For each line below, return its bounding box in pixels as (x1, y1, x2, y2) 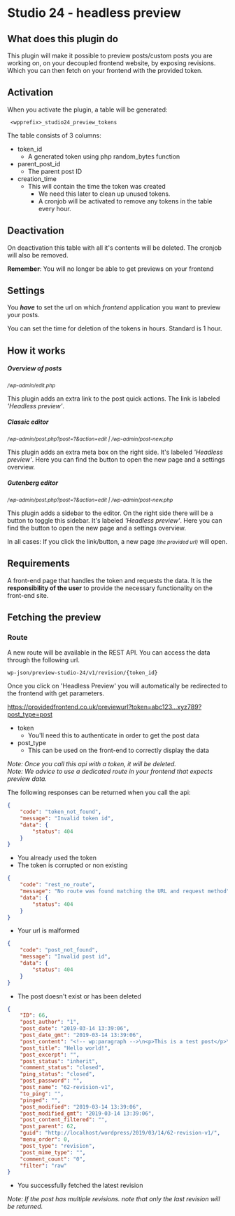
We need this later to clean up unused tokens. (38, 189, 171, 198)
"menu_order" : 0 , (20, 1136, 71, 1143)
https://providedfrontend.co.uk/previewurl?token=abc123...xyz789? (7, 703, 202, 711)
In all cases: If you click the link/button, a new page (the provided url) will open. (7, 537, 228, 545)
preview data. (7, 775, 48, 783)
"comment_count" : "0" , (20, 1156, 86, 1163)
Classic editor (7, 417, 49, 426)
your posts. (7, 311, 40, 319)
